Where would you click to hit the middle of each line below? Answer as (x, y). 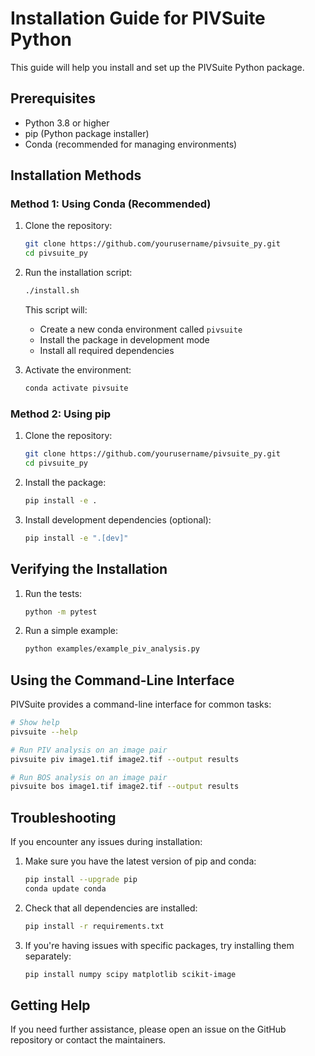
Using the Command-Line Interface (122, 680)
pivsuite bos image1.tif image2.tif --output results (125, 787)
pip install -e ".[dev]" (76, 538)
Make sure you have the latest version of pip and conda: (140, 861)
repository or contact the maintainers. (88, 1040)
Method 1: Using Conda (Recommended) (111, 204)
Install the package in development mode (124, 340)
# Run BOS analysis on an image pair (89, 777)
